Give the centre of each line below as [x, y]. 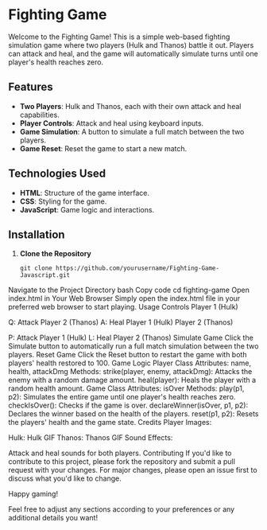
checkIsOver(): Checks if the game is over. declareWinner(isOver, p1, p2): [128, 405]
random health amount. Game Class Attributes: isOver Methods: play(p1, [126, 388]
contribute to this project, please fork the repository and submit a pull [122, 462]
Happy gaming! [33, 494]
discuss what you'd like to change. [65, 478]
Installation [37, 234]
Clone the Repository [55, 254]
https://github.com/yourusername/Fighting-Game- [137, 268]
